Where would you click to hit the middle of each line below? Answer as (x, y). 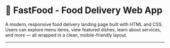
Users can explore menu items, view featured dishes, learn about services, (83, 29)
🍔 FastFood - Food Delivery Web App (84, 10)
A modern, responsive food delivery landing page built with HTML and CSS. (84, 24)
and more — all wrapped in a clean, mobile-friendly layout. (66, 35)
